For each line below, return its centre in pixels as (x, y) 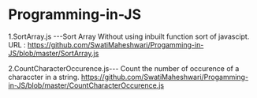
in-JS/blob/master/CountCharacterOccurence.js (86, 85)
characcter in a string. (44, 77)
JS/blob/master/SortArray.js (54, 53)
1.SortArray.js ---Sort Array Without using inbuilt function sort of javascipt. (129, 36)
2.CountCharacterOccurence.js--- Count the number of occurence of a (124, 68)
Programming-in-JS (75, 15)
